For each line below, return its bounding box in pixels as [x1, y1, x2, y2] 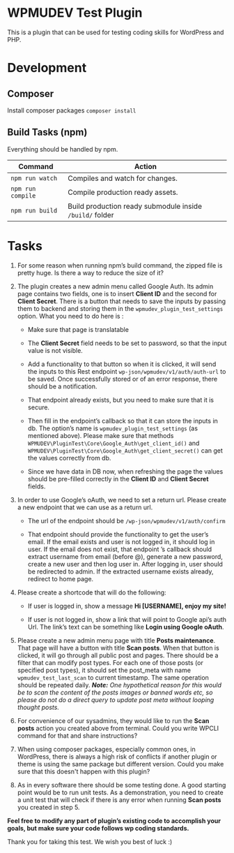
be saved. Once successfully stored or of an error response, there [27, 374, 218, 383]
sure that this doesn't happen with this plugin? [17, 767, 150, 775]
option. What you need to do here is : [17, 312, 124, 320]
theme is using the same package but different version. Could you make [17, 759, 224, 768]
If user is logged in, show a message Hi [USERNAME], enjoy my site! [27, 602, 226, 610]
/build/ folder [67, 210, 114, 219]
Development [7, 60, 87, 76]
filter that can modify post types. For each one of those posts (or [17, 658, 203, 666]
